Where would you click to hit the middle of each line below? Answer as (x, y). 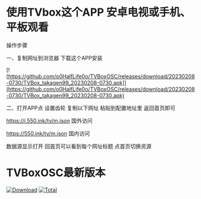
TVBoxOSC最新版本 (56, 173)
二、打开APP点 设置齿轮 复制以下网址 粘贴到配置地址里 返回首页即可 (91, 108)
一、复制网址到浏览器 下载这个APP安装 (54, 58)
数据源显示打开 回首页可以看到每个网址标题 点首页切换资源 (79, 146)
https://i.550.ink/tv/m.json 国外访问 (49, 120)
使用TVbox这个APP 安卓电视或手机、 (98, 12)
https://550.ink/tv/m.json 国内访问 (48, 133)
